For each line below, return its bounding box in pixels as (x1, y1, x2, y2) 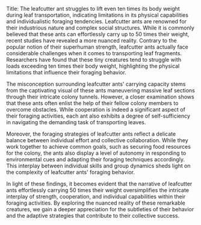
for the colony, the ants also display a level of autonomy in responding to (6, 149, 187, 157)
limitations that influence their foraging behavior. (6, 69, 126, 76)
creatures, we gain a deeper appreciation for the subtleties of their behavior (6, 206, 194, 212)
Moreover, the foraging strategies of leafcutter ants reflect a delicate (6, 130, 176, 137)
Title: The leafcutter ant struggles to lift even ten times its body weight (6, 5, 181, 12)
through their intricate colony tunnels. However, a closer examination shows (6, 93, 194, 100)
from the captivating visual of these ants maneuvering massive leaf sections (6, 87, 196, 94)
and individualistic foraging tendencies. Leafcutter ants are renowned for (6, 18, 187, 25)
